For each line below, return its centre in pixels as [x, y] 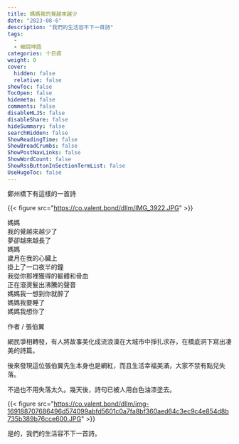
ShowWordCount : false [39, 159]
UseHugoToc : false [34, 172]
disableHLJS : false [36, 113]
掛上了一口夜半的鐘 [36, 266]
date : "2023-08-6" [34, 21]
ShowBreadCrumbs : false [43, 146]
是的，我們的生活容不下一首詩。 [54, 433]
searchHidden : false [38, 133]
